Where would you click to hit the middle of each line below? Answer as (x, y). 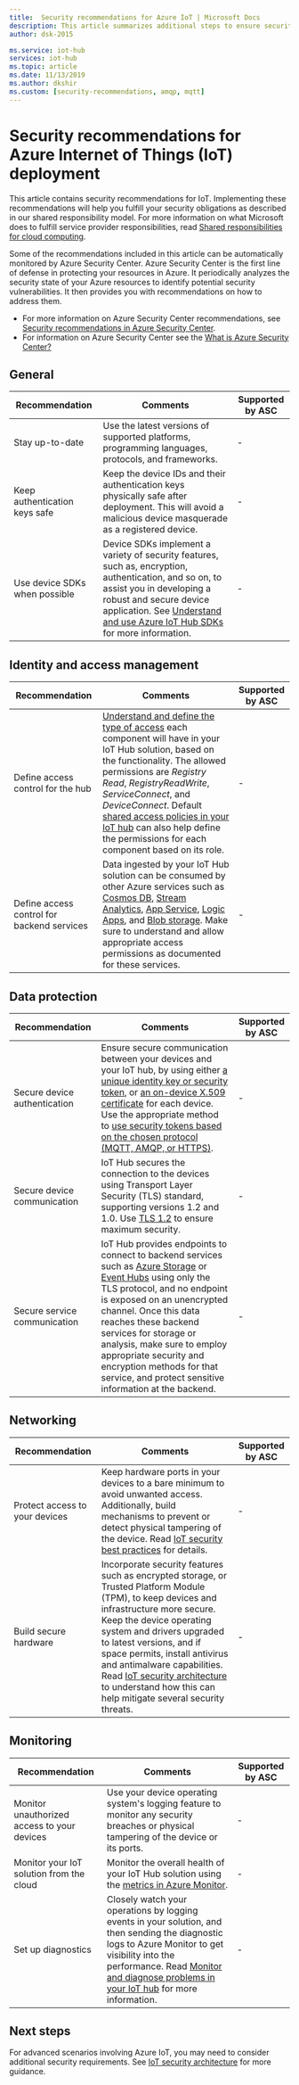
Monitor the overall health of (166, 1862)
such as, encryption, (145, 566)
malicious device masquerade (166, 518)
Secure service (45, 1310)
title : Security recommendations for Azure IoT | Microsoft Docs (135, 17)
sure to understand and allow (163, 931)
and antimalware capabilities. (162, 1664)
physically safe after (145, 496)
